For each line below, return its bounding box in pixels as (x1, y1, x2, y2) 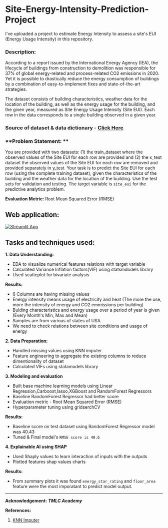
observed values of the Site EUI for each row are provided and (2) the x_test (5, 154, 162, 160)
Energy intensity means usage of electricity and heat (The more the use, (12, 296, 161, 303)
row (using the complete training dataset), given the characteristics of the (5, 170, 157, 176)
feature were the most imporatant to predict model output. (12, 484, 132, 490)
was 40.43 (12, 429, 35, 435)
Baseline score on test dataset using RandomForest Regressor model (12, 424, 155, 430)
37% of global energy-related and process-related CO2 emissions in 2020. (5, 70, 159, 76)
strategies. (5, 86, 27, 92)
